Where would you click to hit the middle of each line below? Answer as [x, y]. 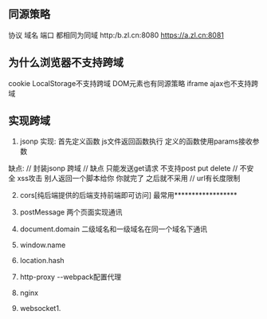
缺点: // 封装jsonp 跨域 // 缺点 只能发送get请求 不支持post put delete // [123, 168]
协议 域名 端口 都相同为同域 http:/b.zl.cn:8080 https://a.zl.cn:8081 [116, 35]
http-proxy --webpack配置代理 [71, 277]
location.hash [42, 261]
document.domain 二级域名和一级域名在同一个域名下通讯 [114, 229]
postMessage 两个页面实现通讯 [71, 212]
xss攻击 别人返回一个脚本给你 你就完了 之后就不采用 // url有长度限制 [129, 179]
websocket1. [40, 309]
